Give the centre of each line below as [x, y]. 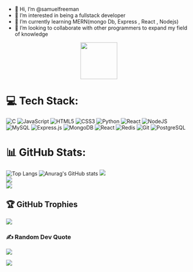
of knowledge [31, 34]
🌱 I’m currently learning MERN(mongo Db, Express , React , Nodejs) [96, 21]
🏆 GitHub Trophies [42, 205]
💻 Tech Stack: [42, 101]
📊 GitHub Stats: [46, 152]
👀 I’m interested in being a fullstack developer [70, 15]
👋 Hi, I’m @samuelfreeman [47, 9]
